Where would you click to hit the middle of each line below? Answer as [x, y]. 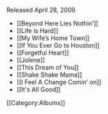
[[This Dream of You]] [47, 67]
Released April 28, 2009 [41, 10]
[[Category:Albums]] [36, 103]
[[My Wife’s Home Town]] [53, 38]
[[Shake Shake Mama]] [49, 75]
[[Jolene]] [31, 60]
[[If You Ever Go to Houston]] [58, 45]
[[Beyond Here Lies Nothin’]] [57, 23]
